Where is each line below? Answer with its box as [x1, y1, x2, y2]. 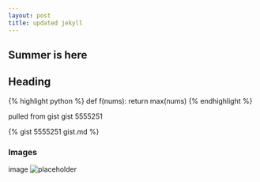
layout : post [8, 11, 51, 20]
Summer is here [8, 48, 88, 62]
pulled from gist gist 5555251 [8, 112, 103, 121]
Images [8, 146, 38, 157]
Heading [8, 75, 51, 89]
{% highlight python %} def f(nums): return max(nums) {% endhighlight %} [8, 96, 253, 105]
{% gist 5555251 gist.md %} [8, 127, 100, 136]
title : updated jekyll [8, 19, 83, 27]
